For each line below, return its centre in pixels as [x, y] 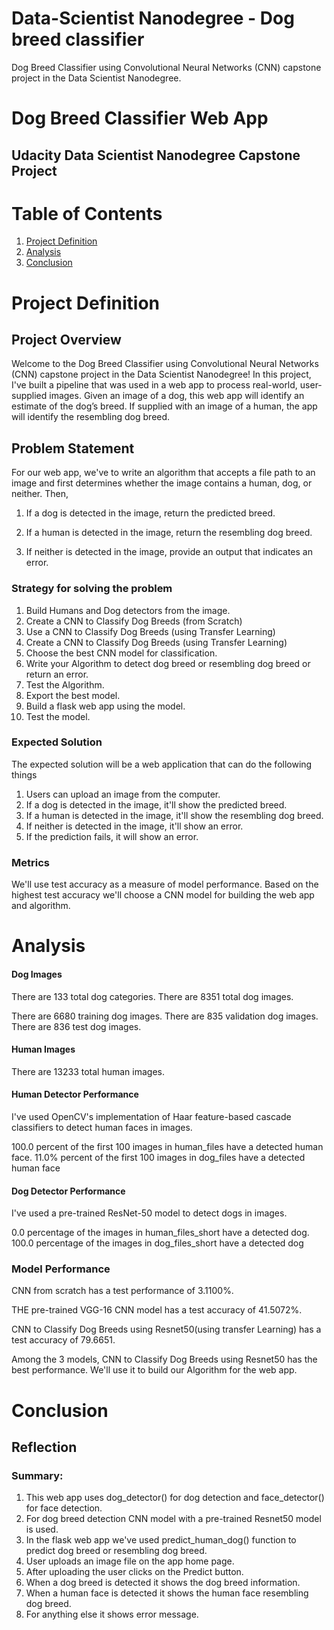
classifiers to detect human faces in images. [102, 1127]
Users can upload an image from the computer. [123, 794]
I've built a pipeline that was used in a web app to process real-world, [154, 385]
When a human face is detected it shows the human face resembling [167, 1593]
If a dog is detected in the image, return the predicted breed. [150, 513]
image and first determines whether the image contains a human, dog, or [162, 483]
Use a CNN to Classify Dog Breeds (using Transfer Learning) [150, 631]
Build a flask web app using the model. [105, 706]
